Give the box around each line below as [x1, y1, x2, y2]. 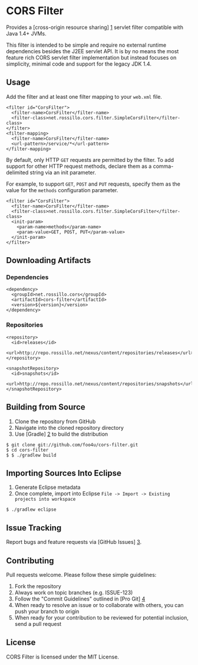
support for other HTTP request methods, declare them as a [6, 163, 152, 170]
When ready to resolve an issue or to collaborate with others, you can [14, 601, 184, 608]
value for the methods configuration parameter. [6, 186, 118, 193]
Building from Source [6, 402, 85, 412]
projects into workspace [14, 497, 76, 502]
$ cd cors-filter [6, 447, 49, 453]
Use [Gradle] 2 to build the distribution [14, 430, 108, 437]
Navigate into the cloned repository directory [14, 424, 124, 431]
